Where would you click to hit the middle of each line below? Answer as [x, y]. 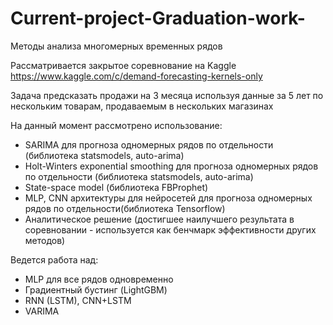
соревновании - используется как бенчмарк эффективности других [170, 229]
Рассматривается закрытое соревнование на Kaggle [123, 65]
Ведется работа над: [54, 259]
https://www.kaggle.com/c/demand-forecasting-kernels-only [136, 76]
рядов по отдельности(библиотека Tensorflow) [125, 208]
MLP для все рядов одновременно [99, 279]
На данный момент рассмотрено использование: [116, 125]
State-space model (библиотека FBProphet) [116, 187]
